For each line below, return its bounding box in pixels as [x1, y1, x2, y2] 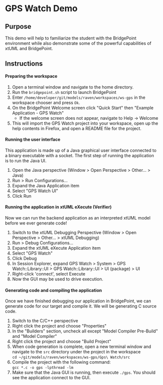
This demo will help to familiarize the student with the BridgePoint [5, 35, 137, 41]
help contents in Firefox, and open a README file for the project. [12, 125, 142, 131]
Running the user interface [5, 137, 61, 143]
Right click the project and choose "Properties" [12, 323, 107, 329]
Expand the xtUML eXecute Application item [12, 245, 101, 251]
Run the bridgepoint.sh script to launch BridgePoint [12, 89, 117, 95]
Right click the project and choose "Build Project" [12, 339, 111, 345]
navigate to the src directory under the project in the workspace [12, 349, 141, 355]
